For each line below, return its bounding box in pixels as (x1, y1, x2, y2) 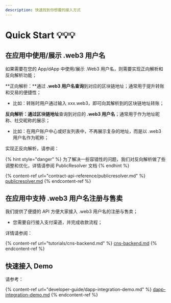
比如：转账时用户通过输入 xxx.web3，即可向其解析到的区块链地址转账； (12, 100, 164, 106)
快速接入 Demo (5, 262, 53, 270)
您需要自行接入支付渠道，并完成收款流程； (12, 219, 103, 226)
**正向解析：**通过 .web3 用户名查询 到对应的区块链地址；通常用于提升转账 (5, 82, 164, 89)
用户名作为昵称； (12, 134, 49, 141)
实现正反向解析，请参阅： (5, 145, 59, 151)
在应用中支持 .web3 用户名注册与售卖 (5, 194, 123, 203)
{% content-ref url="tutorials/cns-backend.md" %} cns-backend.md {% (5, 240, 157, 246)
